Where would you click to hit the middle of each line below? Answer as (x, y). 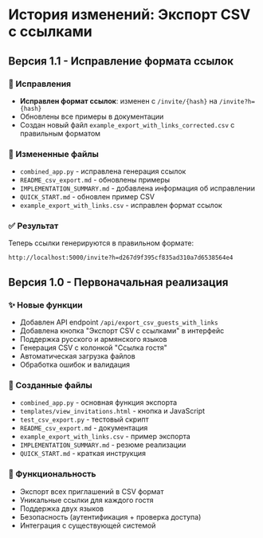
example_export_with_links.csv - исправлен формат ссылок (121, 206)
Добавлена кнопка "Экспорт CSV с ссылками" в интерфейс (122, 331)
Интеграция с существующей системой (88, 525)
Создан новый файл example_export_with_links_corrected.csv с (127, 124)
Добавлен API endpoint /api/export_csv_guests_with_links (119, 322)
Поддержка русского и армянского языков (93, 340)
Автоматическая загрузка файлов (77, 356)
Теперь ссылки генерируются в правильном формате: (101, 243)
